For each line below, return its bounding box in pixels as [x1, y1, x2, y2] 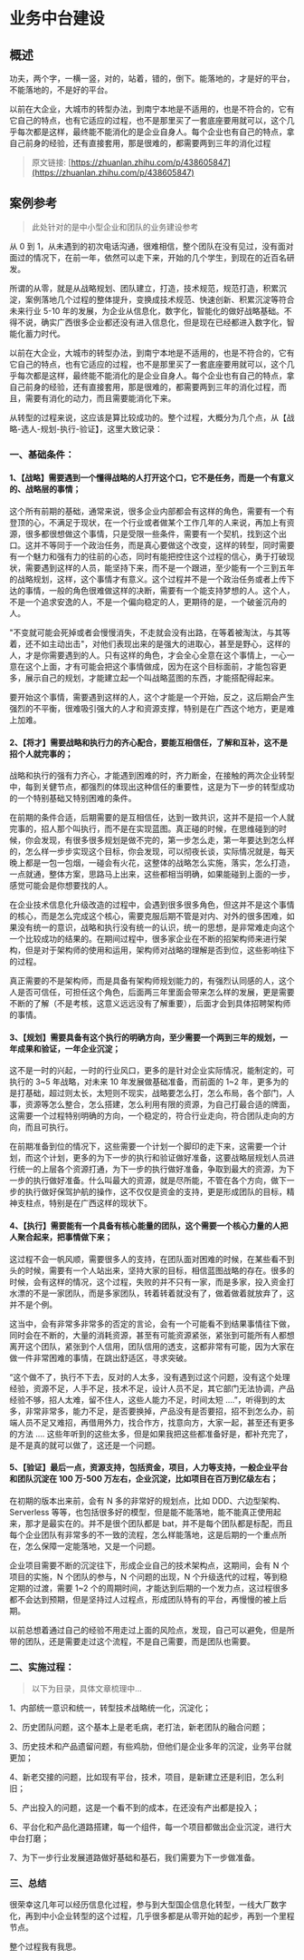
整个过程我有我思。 [9, 1941, 81, 1952]
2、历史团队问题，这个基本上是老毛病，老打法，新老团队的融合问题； [9, 1721, 269, 1733]
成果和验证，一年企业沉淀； [16, 1043, 120, 1053]
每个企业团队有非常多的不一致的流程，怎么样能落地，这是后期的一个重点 [9, 1529, 279, 1540]
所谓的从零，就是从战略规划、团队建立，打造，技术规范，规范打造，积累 [9, 282, 279, 293]
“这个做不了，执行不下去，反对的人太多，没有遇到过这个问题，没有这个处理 [9, 1371, 291, 1382]
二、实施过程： [9, 1661, 75, 1673]
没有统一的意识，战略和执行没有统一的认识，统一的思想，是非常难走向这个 [16, 922, 295, 933]
